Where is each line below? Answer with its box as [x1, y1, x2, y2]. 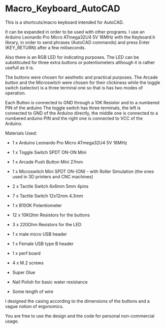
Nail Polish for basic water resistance [12, 279, 88, 285]
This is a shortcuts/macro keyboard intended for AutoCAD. [5, 19, 124, 25]
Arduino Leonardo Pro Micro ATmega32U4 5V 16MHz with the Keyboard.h [5, 34, 156, 40]
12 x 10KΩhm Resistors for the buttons [12, 212, 90, 218]
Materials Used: [5, 130, 37, 136]
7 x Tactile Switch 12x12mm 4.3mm [12, 193, 84, 199]
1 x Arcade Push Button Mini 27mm [12, 159, 83, 164]
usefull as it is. [5, 65, 34, 71]
